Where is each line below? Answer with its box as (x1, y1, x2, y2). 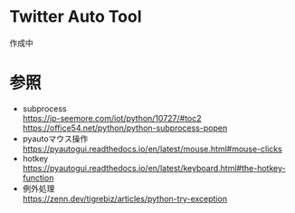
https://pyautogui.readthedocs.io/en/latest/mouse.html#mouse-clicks (22, 143, 282, 154)
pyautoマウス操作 (22, 133, 89, 144)
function (22, 172, 54, 183)
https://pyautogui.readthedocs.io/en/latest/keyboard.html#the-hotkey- (22, 162, 287, 173)
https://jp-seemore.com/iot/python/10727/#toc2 (22, 112, 202, 123)
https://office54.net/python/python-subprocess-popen (22, 122, 228, 133)
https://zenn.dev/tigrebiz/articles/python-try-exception (22, 193, 228, 204)
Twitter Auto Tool (9, 6, 142, 27)
